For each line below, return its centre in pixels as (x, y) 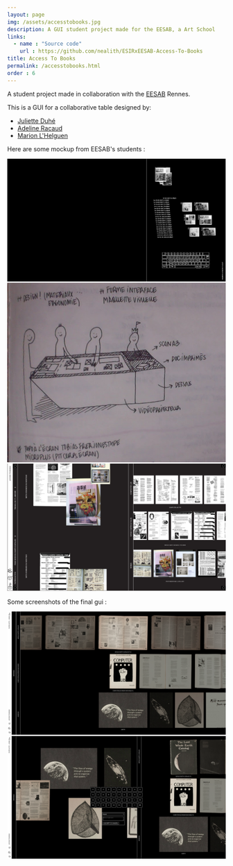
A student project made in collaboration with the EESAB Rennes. (99, 94)
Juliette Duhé (36, 121)
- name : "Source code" (48, 44)
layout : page (26, 15)
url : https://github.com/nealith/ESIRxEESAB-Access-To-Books (111, 51)
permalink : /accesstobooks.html (54, 66)
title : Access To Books (42, 59)
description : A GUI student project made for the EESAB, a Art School (111, 29)
